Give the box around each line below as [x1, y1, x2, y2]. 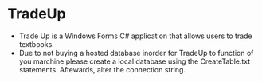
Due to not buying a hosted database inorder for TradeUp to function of [18, 48, 254, 57]
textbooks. [18, 39, 55, 49]
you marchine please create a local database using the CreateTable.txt [18, 57, 251, 66]
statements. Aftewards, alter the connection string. [18, 64, 186, 74]
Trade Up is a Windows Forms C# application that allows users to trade [18, 31, 252, 41]
